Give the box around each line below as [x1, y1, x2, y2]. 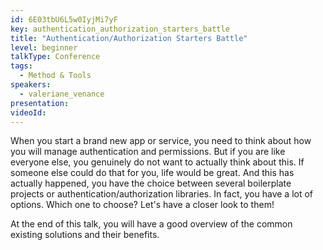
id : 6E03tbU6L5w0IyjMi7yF [10, 14, 118, 25]
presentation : [10, 98, 70, 108]
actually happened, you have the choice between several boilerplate [10, 177, 292, 190]
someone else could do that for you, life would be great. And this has [10, 167, 295, 179]
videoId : [10, 107, 47, 118]
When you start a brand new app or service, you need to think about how [10, 135, 312, 147]
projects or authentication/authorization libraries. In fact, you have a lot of [10, 188, 314, 200]
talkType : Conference [10, 52, 101, 62]
